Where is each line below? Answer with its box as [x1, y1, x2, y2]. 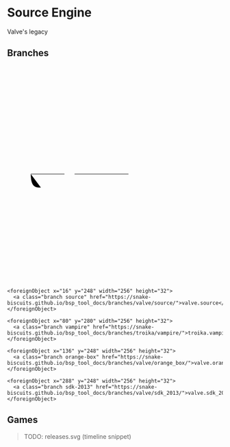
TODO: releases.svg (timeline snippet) [23, 432, 131, 440]
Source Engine [7, 5, 92, 21]
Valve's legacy [7, 27, 48, 36]
